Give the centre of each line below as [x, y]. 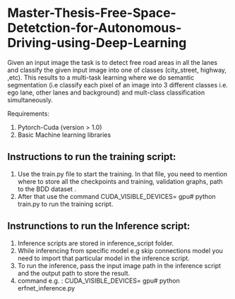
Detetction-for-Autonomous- [95, 28]
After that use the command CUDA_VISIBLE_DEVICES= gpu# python [117, 196]
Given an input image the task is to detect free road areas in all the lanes [112, 62]
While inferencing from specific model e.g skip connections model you [120, 250]
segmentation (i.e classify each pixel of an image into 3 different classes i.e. [117, 85]
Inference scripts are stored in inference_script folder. [96, 243]
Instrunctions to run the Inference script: [99, 226]
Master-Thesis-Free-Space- [92, 13]
